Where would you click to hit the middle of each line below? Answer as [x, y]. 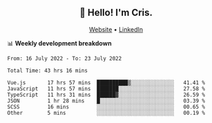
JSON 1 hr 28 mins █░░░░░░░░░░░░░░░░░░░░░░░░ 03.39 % [106, 101]
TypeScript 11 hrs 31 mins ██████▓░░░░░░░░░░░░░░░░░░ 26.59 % [106, 95]
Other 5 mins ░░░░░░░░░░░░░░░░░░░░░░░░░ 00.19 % [106, 113]
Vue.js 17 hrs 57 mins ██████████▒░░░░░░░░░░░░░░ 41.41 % [106, 83]
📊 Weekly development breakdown [59, 43]
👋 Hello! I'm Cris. [116, 13]
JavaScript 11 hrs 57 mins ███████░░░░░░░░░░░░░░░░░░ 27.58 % [106, 88]
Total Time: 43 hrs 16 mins [48, 70]
